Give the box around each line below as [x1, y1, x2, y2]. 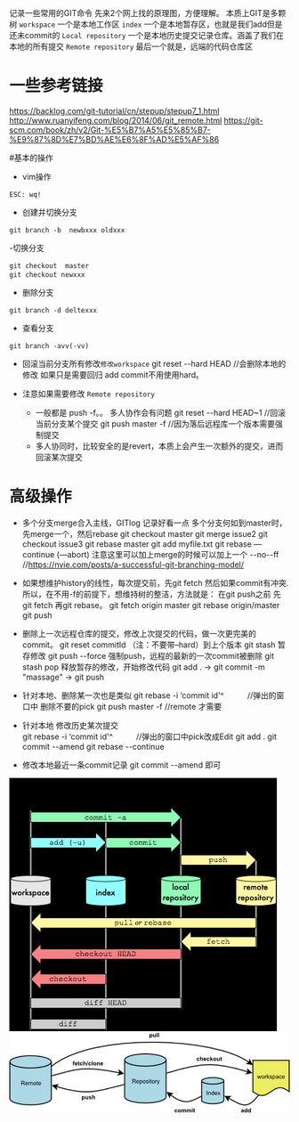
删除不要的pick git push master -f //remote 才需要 [39, 701, 222, 711]
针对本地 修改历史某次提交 [21, 720, 118, 730]
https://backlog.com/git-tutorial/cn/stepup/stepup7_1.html [9, 105, 220, 116]
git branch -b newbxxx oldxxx [9, 225, 125, 234]
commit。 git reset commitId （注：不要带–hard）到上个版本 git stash [21, 639, 276, 650]
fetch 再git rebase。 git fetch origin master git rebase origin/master [34, 599, 280, 610]
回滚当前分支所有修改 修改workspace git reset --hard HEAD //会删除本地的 [21, 358, 287, 369]
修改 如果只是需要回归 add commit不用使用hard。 [21, 369, 205, 380]
